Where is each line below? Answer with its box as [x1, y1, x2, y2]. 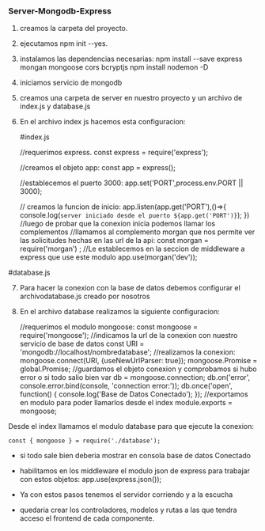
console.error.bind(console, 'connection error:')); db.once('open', [19, 381, 233, 391]
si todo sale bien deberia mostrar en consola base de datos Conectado [19, 451, 252, 461]
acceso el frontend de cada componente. [19, 514, 155, 523]
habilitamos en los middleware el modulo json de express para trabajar [19, 466, 251, 476]
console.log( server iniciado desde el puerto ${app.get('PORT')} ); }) [19, 211, 250, 220]
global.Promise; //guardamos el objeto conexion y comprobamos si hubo [19, 364, 257, 374]
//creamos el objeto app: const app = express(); [19, 163, 176, 173]
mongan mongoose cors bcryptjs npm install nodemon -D [19, 63, 209, 72]
